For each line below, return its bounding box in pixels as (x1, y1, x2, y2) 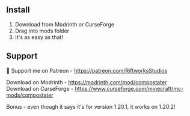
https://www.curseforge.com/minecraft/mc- (75, 85, 184, 92)
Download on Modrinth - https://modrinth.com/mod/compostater (6, 78, 167, 86)
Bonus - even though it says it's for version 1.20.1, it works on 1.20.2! (6, 103, 176, 110)
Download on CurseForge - (6, 85, 74, 92)
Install (6, 5, 30, 15)
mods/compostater (6, 91, 54, 99)
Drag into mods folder (14, 27, 70, 34)
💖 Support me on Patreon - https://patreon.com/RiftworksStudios (6, 67, 168, 74)
